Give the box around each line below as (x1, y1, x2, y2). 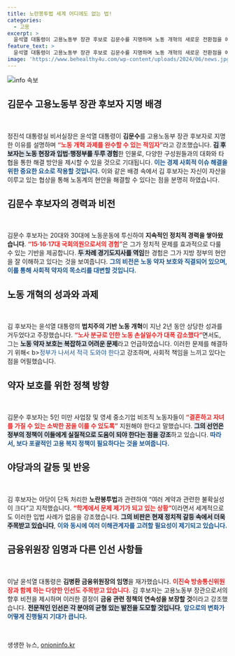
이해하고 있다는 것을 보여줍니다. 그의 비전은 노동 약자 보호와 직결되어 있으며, (22, 257, 227, 266)
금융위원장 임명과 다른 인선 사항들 (7, 543, 143, 556)
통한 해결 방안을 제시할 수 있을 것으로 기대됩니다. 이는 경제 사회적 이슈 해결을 (20, 158, 228, 166)
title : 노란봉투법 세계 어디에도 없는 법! (7, 10, 113, 17)
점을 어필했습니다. (7, 357, 57, 366)
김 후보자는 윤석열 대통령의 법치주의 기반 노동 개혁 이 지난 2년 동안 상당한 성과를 (7, 322, 222, 331)
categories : (7, 17, 42, 24)
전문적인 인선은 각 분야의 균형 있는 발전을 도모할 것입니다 (27, 603, 180, 612)
